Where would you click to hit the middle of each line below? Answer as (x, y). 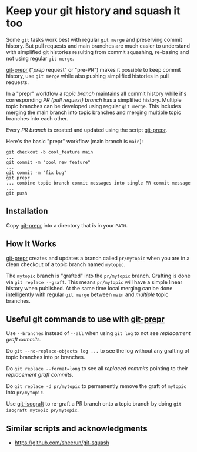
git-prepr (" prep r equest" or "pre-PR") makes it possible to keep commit (94, 69)
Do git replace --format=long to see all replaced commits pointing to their (97, 369)
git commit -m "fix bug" (36, 173)
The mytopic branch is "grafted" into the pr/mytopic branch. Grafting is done (98, 276)
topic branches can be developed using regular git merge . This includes (94, 106)
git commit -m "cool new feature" (49, 162)
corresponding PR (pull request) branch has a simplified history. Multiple (94, 100)
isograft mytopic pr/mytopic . (43, 410)
